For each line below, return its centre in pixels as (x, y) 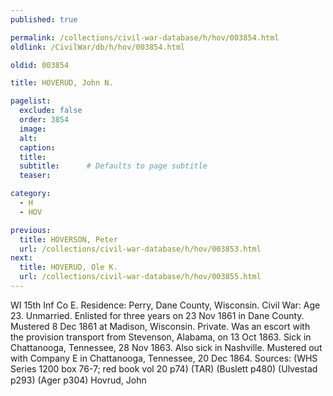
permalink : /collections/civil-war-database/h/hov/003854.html (145, 37)
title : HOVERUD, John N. (62, 83)
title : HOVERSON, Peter (68, 239)
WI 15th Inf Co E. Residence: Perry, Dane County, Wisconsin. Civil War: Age (165, 305)
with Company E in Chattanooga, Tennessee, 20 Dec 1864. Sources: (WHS (164, 358)
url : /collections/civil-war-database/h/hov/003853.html (140, 249)
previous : (31, 230)
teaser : (35, 176)
